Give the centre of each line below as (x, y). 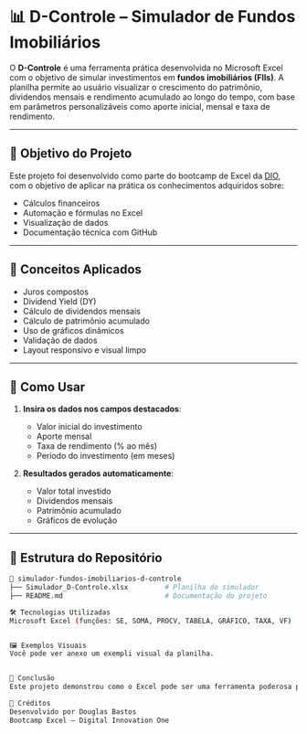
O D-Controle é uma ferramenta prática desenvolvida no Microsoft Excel (146, 68)
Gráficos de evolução (77, 520)
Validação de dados (60, 340)
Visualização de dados (65, 222)
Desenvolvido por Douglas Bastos (73, 712)
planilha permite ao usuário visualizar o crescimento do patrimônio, (136, 87)
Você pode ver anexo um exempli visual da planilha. (112, 654)
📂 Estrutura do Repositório (86, 558)
